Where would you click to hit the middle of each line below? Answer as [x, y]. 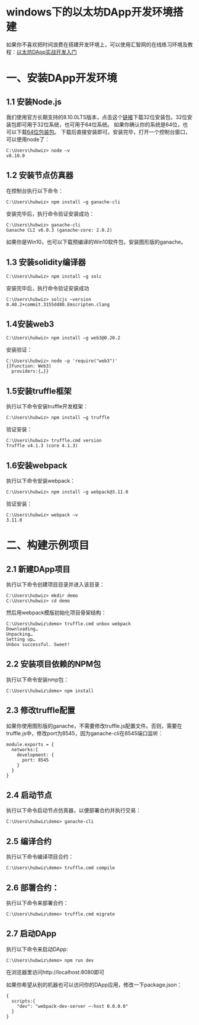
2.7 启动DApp [31, 934]
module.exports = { [30, 744]
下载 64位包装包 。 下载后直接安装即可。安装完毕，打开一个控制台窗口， [103, 132]
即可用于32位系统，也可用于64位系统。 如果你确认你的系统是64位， [99, 124]
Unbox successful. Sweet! [38, 645]
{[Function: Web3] [29, 366]
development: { [36, 755]
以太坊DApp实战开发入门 [47, 52]
